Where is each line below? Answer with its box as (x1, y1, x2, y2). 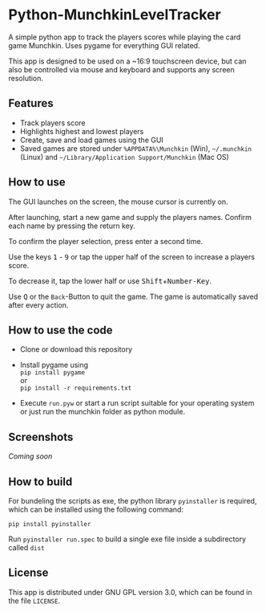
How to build (8, 475, 73, 488)
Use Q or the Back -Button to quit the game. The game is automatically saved (8, 292, 259, 301)
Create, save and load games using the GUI (19, 135, 164, 145)
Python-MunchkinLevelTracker (8, 6, 222, 24)
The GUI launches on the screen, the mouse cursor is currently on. (8, 197, 228, 206)
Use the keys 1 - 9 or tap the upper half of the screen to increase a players (8, 251, 255, 262)
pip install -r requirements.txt (19, 384, 132, 393)
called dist (8, 543, 46, 552)
